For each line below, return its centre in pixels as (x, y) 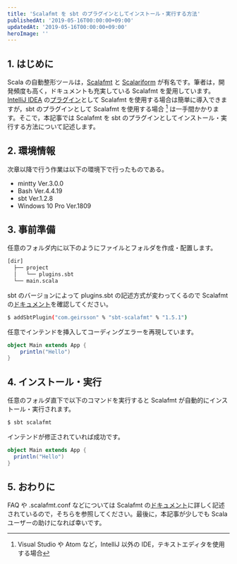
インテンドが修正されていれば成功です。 (66, 437)
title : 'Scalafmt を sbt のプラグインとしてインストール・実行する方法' (104, 14)
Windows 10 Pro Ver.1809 (54, 206)
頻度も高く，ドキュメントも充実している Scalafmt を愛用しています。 (114, 91)
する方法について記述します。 (56, 126)
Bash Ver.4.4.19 (40, 190)
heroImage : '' (28, 33)
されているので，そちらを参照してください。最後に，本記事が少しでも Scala (117, 514)
